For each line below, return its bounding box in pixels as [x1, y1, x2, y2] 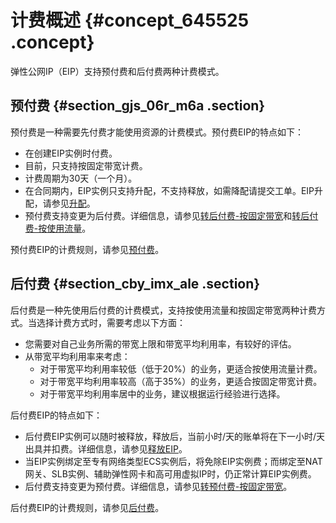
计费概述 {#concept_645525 [10, 9, 250, 32]
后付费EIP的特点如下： [10, 409, 103, 421]
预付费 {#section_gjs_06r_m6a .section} [10, 97, 266, 115]
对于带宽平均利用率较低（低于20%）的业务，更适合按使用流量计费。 [39, 362, 323, 375]
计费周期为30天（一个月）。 [24, 172, 138, 184]
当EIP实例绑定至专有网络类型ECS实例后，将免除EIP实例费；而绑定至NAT [24, 455, 323, 467]
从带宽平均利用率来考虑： [24, 350, 131, 362]
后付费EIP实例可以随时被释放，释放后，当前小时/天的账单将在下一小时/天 [24, 430, 326, 442]
